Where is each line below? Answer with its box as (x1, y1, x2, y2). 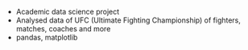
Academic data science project (15, 7, 120, 16)
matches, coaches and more (15, 24, 111, 33)
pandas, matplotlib (15, 32, 78, 42)
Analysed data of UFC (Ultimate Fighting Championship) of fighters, (15, 15, 242, 25)
